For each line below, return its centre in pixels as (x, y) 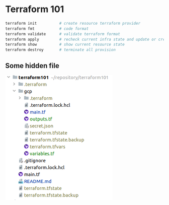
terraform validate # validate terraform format (63, 34)
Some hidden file (32, 66)
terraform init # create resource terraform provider (73, 23)
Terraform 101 (35, 9)
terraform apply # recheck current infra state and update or (81, 39)
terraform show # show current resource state (65, 45)
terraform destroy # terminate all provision (60, 50)
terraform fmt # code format (47, 29)
